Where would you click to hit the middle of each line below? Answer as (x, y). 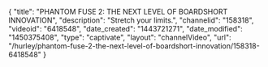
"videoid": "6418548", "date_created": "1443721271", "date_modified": (125, 29)
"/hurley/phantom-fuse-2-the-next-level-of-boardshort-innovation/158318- (134, 46)
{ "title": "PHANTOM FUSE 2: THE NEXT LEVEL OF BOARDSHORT (118, 12)
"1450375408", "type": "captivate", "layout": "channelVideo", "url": (120, 37)
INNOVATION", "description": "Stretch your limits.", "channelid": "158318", (131, 20)
